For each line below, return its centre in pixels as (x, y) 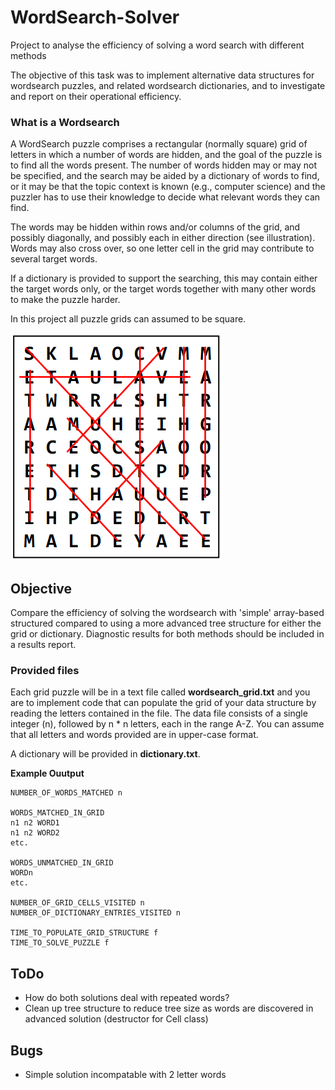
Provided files (45, 670)
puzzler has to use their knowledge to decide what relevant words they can (165, 197)
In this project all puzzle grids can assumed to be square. (128, 319)
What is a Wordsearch (65, 122)
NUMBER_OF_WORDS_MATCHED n (66, 793)
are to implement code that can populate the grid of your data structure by (163, 703)
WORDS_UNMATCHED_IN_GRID (62, 863)
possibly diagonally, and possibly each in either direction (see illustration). (163, 238)
